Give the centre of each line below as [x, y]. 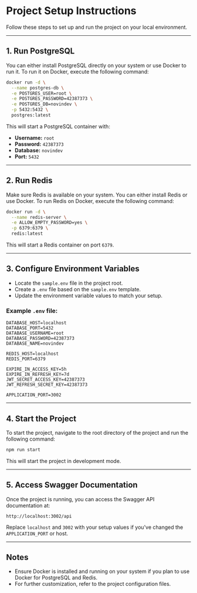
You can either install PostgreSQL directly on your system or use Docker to [96, 65]
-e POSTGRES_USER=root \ [42, 93]
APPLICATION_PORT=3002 [34, 395]
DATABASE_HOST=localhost [36, 323]
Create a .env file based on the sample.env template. [78, 289]
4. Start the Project [41, 419]
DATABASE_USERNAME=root [35, 334]
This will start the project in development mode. [64, 461]
